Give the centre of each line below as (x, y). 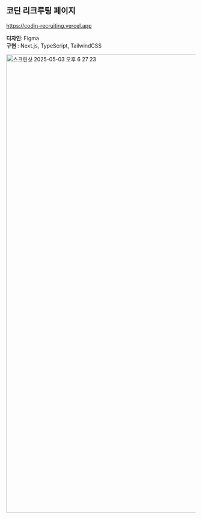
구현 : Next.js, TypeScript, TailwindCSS (54, 45)
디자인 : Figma (23, 38)
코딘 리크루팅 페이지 (41, 11)
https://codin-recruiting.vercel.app (49, 25)
